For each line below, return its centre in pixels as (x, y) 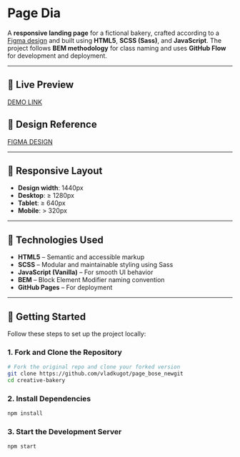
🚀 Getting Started (47, 317)
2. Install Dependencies (49, 398)
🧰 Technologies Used (55, 240)
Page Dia (34, 13)
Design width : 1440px (50, 188)
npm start (22, 447)
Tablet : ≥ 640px (41, 203)
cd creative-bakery (36, 381)
